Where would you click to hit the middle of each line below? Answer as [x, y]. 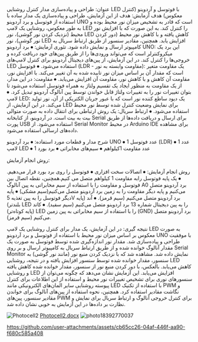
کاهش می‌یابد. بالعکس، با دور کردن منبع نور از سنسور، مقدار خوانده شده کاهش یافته [99, 266]
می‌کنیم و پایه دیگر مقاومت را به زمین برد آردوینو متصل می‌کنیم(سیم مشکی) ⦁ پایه [96, 191]
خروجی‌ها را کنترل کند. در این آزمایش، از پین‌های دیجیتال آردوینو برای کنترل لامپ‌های [98, 60]
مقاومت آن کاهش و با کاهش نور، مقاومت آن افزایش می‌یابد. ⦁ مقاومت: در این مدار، [98, 79]
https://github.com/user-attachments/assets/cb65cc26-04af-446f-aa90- [96, 327]
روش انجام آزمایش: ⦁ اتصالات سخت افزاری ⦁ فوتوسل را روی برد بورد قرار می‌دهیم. [98, 172]
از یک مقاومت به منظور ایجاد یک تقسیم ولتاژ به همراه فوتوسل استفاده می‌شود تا [94, 85]
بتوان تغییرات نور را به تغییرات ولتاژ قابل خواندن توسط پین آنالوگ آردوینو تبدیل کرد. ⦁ [99, 92]
